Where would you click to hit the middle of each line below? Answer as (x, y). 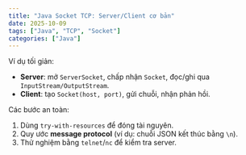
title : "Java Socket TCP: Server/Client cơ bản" (92, 16)
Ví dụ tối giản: (31, 61)
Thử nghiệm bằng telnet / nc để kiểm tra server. (98, 143)
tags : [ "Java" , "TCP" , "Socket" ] (65, 31)
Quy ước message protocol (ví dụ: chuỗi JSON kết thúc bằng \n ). (129, 134)
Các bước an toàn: (39, 110)
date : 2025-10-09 (38, 23)
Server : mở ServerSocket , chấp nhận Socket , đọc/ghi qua (115, 77)
